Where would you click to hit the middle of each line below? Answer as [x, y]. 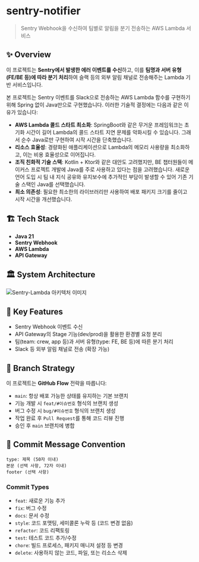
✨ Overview [29, 55]
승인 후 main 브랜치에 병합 [45, 426]
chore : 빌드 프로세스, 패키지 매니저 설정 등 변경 [69, 545]
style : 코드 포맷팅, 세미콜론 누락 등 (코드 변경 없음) [74, 523]
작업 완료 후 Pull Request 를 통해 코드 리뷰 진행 [70, 418]
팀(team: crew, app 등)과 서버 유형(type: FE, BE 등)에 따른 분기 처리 [94, 342]
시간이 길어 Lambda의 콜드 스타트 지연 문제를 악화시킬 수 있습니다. [103, 132]
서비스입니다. [28, 84]
